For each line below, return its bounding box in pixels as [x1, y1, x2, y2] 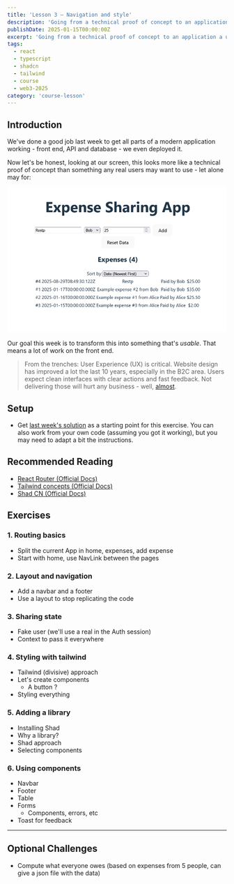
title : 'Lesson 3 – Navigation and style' [7, 11, 132, 18]
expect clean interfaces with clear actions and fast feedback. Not [24, 375, 212, 383]
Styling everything [17, 690, 70, 699]
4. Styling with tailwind [7, 653, 87, 662]
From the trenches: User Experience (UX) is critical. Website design [24, 360, 218, 369]
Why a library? [17, 731, 59, 739]
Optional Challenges [7, 843, 97, 855]
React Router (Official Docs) [17, 474, 98, 482]
